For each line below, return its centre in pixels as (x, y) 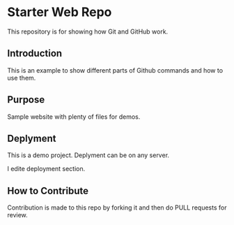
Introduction (35, 53)
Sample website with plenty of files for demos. (74, 117)
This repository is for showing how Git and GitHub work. (88, 31)
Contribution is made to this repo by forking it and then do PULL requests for (117, 208)
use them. (22, 78)
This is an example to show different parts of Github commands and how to (115, 70)
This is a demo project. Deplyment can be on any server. (88, 155)
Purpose (26, 100)
